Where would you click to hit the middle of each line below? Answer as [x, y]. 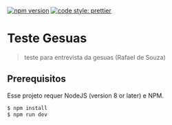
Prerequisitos [37, 79]
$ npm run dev [28, 114]
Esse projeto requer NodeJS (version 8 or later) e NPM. [85, 95]
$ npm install [28, 108]
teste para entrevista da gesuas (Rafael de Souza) [95, 57]
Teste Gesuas [47, 38]
